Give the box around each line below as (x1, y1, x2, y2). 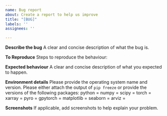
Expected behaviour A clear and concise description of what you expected (5, 64, 162, 70)
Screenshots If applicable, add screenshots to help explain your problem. (5, 105, 158, 111)
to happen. (5, 69, 28, 76)
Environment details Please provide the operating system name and (5, 79, 148, 85)
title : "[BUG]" (5, 17, 37, 22)
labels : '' (5, 21, 28, 27)
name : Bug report (5, 7, 42, 13)
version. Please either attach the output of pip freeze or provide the (5, 84, 147, 91)
